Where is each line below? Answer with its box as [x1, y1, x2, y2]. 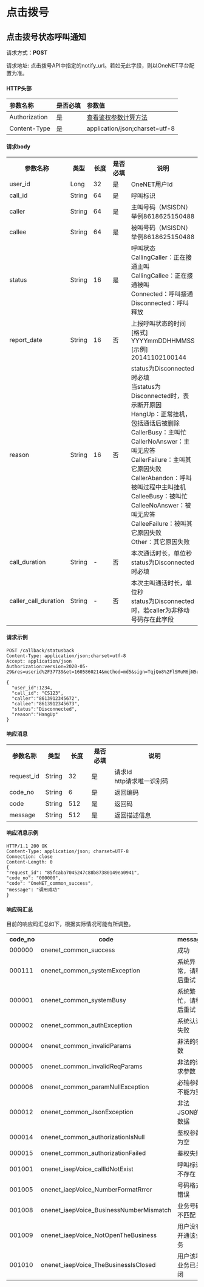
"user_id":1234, [12, 685, 53, 691]
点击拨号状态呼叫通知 [6, 32, 86, 42]
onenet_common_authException [40, 1021, 132, 1030]
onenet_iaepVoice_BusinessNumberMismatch [40, 1206, 172, 1215]
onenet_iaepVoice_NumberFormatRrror [40, 1185, 152, 1194]
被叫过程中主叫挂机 [131, 483, 186, 492]
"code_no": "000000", [6, 875, 61, 881]
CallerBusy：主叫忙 [131, 428, 187, 437]
